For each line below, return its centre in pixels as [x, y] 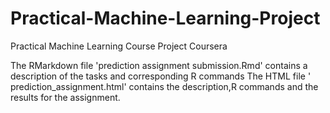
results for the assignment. [65, 97]
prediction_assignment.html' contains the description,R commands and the [164, 86]
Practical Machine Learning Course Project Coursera [119, 46]
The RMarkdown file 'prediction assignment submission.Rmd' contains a [159, 65]
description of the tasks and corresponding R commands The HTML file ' [161, 76]
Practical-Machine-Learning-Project [165, 18]
